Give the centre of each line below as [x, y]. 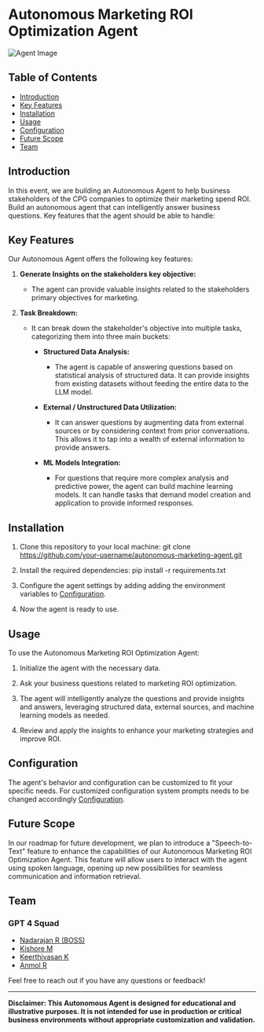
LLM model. [74, 392]
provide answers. [83, 448]
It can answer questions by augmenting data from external [149, 423]
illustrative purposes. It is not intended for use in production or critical [125, 1012]
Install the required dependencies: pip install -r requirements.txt [123, 571]
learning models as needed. [64, 715]
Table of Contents [53, 77]
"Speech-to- [232, 843]
